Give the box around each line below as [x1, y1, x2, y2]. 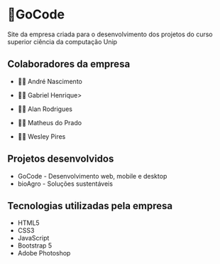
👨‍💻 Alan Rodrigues [17, 105, 73, 113]
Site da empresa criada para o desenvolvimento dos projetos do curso [7, 30, 213, 38]
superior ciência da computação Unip [7, 37, 118, 46]
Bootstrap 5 [17, 241, 53, 250]
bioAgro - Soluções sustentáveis [17, 179, 114, 188]
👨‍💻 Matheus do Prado [17, 118, 82, 127]
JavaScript [17, 234, 50, 243]
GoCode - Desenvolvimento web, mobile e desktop [17, 171, 167, 180]
